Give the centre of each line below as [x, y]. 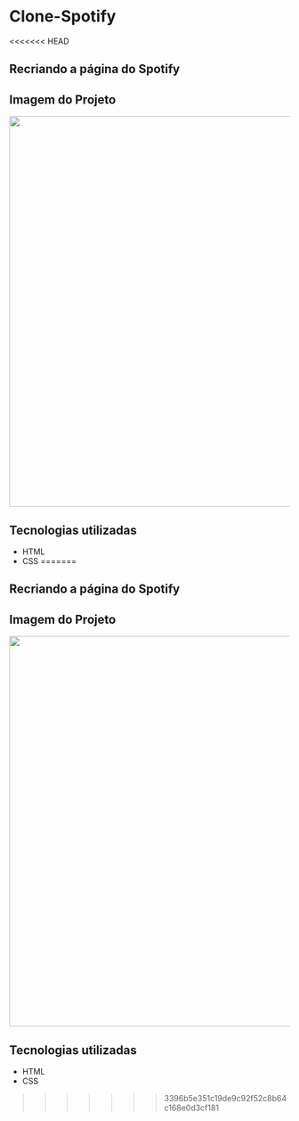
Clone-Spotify [63, 17]
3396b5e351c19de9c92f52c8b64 [226, 1098]
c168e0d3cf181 [192, 1108]
